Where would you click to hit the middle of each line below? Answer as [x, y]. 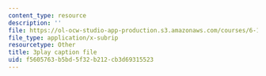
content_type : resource [47, 15]
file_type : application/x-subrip [63, 38]
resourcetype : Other [42, 45]
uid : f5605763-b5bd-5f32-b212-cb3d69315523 [81, 60]
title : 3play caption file [53, 52]
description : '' [35, 23]
